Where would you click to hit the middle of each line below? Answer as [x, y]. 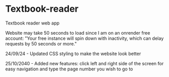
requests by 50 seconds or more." [41, 43]
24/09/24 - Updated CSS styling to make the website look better [73, 54]
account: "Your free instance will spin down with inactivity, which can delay [84, 38]
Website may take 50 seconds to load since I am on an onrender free [78, 33]
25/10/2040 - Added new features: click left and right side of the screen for [84, 63]
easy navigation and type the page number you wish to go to [69, 69]
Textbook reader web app [32, 23]
